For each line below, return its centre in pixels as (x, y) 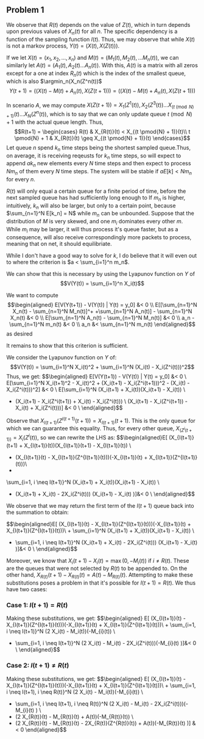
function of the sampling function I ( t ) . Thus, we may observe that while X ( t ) (101, 39)
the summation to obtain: (37, 512)
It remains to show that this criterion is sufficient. (68, 345)
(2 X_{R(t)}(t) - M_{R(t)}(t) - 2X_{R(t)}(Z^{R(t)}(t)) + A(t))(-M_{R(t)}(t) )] (103, 723)
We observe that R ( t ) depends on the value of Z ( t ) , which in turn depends (98, 24)
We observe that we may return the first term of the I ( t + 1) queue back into (100, 505)
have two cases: (27, 589)
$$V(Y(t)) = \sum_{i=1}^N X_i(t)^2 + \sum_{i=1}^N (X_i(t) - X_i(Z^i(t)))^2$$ (102, 367)
